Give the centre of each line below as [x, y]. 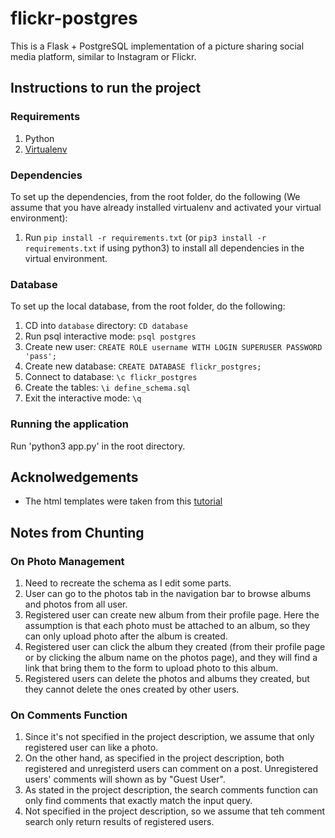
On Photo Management [67, 561]
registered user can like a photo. [91, 748]
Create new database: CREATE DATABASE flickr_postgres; [143, 366]
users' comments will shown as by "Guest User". [125, 779]
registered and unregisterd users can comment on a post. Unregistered [171, 769]
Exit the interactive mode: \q [83, 398]
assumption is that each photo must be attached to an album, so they [167, 626]
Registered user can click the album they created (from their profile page [175, 647]
